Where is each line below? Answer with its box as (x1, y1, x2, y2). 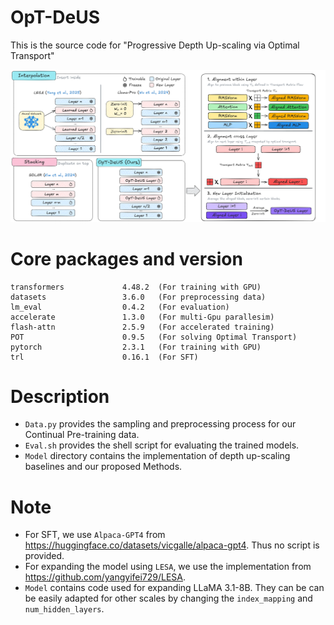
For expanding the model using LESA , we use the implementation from (24, 561, 312, 573)
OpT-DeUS (10, 6, 101, 29)
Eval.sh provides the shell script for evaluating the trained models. (24, 439, 300, 451)
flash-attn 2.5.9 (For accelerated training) (10, 322, 275, 332)
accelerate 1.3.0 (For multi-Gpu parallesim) (10, 312, 275, 322)
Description (10, 385, 110, 408)
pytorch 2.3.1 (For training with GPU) (10, 342, 262, 352)
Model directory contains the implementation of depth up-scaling (24, 450, 291, 462)
